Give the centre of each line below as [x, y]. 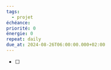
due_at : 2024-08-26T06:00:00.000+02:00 [56, 45]
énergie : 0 [20, 34]
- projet [22, 17]
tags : [13, 12]
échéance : [18, 23]
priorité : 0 [21, 28]
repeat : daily [24, 39]
